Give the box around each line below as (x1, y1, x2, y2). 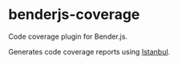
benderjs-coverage (8, 6, 140, 24)
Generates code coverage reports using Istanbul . (8, 47, 171, 56)
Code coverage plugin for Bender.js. (8, 32, 128, 41)
